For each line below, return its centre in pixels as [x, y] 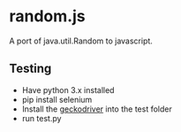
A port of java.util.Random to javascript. [81, 41]
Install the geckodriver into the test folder [97, 109]
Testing [30, 69]
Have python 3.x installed [68, 89]
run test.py [41, 118]
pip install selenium [57, 99]
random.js [47, 16]
